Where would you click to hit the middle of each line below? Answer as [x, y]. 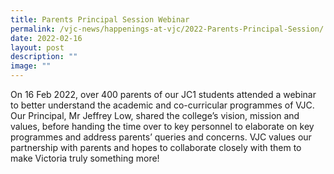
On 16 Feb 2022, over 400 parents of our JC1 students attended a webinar [163, 94]
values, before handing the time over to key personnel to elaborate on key [162, 126]
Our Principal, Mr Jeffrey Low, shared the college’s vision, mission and [155, 115]
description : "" [44, 57]
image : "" [31, 66]
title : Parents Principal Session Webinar [100, 19]
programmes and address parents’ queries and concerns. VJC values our [161, 137]
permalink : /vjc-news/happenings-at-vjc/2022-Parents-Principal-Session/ [167, 29]
